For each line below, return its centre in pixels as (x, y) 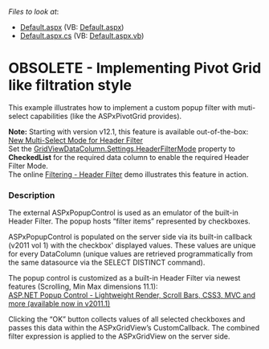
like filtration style (70, 86)
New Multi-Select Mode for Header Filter (75, 140)
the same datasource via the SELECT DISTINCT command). (107, 263)
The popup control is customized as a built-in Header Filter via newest (124, 278)
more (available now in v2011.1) (59, 304)
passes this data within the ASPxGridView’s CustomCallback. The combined (134, 328)
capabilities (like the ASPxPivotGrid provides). (106, 116)
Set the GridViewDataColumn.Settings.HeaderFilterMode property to (122, 149)
